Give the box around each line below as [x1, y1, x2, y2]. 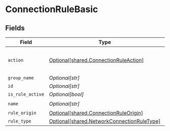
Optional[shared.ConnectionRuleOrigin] [49, 110, 143, 116]
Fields [5, 24, 25, 32]
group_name [8, 75, 34, 80]
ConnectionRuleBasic [5, 4, 98, 15]
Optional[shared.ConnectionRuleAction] [49, 57, 144, 64]
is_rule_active [8, 92, 45, 97]
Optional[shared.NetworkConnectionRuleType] [49, 118, 161, 124]
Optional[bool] [49, 91, 84, 98]
